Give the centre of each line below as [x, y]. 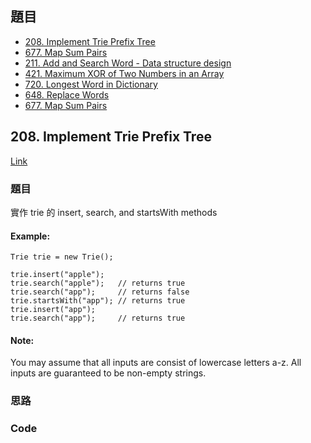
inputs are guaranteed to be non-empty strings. [108, 373]
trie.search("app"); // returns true [98, 318]
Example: [30, 236]
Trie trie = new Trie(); [62, 257]
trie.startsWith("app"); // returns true [98, 301]
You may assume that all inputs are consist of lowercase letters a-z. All [156, 363]
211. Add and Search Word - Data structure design [128, 63]
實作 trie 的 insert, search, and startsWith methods [114, 212]
